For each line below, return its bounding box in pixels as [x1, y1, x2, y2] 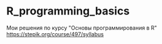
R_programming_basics [6, 4, 130, 18]
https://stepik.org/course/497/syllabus [6, 30, 104, 37]
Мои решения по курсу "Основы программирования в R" [6, 24, 158, 31]
